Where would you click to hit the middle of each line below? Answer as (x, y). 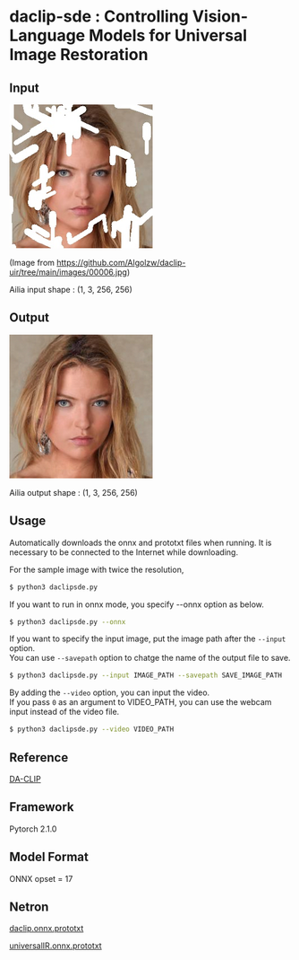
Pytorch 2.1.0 (33, 829)
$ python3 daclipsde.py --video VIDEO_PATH (92, 729)
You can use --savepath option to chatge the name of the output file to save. (150, 658)
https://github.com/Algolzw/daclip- (121, 263)
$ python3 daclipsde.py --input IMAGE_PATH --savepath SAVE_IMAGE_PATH (145, 675)
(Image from (32, 263)
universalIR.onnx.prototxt (56, 946)
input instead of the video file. (64, 712)
